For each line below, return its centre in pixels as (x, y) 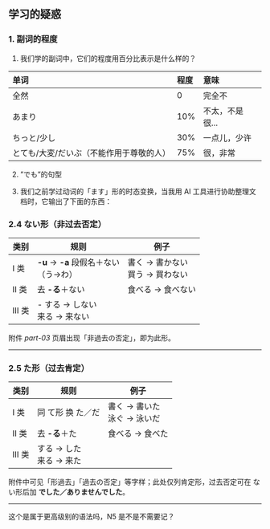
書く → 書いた (134, 406)
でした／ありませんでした (80, 492)
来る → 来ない (63, 316)
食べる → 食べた (138, 433)
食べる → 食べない (162, 289)
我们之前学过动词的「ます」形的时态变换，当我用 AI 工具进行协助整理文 (138, 191)
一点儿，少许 (227, 137)
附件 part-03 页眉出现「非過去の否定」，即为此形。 (92, 338)
